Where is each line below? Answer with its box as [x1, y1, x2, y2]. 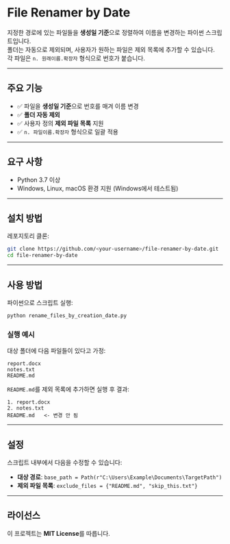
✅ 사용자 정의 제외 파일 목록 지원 [16, 119, 104, 127]
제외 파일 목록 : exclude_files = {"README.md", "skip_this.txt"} [16, 481, 199, 489]
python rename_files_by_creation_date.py [7, 312, 127, 319]
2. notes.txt [7, 405, 44, 412]
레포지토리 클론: [7, 232, 50, 240]
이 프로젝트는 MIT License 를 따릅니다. [7, 529, 111, 537]
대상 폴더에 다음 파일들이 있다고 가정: [7, 347, 106, 355]
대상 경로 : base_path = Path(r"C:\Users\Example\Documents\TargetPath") [16, 473, 222, 481]
